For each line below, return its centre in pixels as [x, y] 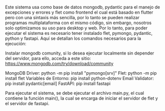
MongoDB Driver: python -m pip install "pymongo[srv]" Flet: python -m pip [81, 73]
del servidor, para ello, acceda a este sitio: [48, 58]
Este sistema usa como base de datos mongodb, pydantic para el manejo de [82, 7]
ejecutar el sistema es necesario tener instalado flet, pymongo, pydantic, [79, 33]
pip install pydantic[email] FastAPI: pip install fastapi [58, 83]
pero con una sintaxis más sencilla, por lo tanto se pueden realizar [72, 17]
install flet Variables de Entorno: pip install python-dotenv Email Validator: [80, 78]
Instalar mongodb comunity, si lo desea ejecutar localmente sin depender [80, 53]
